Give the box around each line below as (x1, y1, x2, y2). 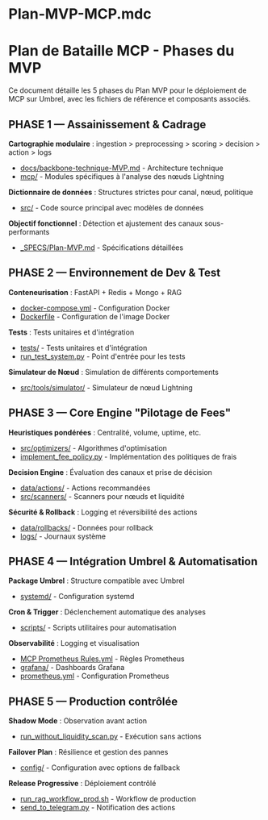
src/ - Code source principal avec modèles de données (19, 202, 204, 212)
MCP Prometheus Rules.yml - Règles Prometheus (19, 654, 186, 664)
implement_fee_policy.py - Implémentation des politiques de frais (19, 452, 237, 461)
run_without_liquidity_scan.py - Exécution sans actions (19, 731, 202, 742)
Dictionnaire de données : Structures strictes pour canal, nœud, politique (8, 187, 253, 197)
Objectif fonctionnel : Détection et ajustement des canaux (8, 219, 203, 228)
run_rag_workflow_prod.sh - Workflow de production (19, 794, 196, 804)
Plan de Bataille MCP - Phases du (8, 42, 235, 60)
